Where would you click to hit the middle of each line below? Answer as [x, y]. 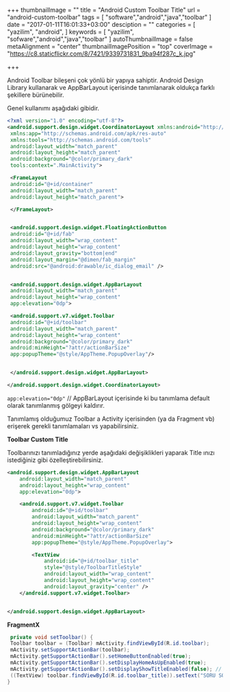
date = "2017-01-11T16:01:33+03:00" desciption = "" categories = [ [101, 24]
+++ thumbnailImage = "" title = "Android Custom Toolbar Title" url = [104, 10]
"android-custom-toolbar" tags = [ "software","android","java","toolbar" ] [110, 17]
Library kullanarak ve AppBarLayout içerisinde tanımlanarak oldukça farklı [111, 88]
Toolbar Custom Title [38, 439]
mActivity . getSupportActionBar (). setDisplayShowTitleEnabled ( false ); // [116, 669]
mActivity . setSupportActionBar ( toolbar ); [70, 650]
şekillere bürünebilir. [36, 95]
